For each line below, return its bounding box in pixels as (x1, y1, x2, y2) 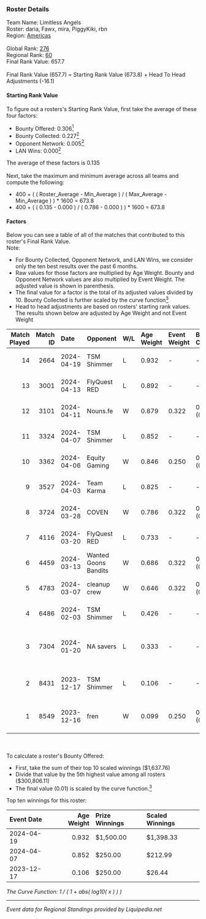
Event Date (9, 815, 42, 823)
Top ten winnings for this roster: (6, 796, 87, 804)
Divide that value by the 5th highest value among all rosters (15, 771, 166, 778)
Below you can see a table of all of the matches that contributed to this (6, 231, 185, 239)
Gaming (86, 461, 109, 469)
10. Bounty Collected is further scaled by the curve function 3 (15, 295, 169, 304)
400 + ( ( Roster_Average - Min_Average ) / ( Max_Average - (15, 191, 167, 198)
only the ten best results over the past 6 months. (15, 263, 138, 270)
